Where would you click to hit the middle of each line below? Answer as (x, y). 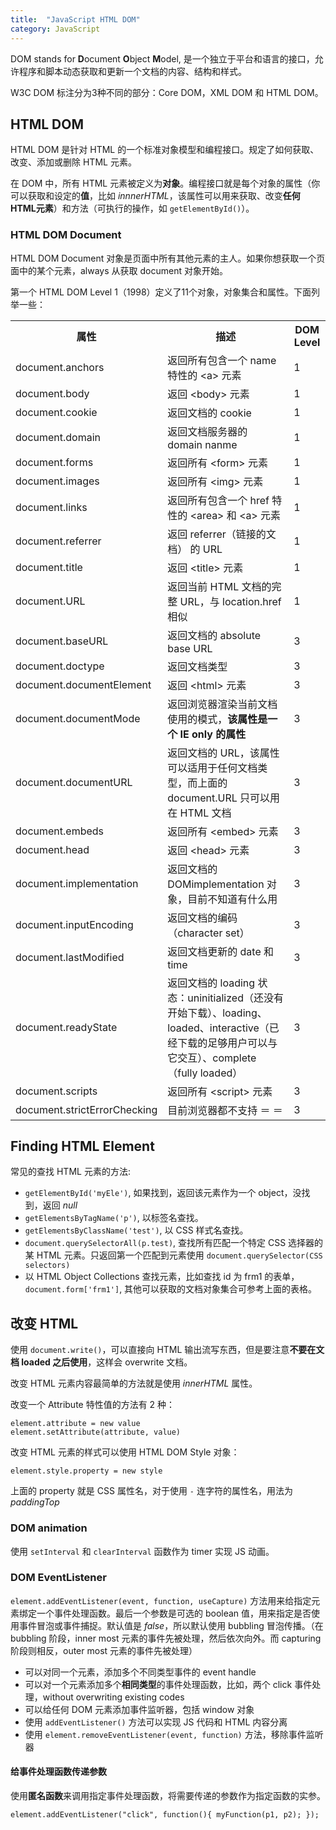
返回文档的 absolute (214, 635)
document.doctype (60, 666)
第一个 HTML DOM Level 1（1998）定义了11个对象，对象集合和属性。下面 (161, 292)
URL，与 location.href (230, 601)
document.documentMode (78, 718)
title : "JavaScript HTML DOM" (75, 19)
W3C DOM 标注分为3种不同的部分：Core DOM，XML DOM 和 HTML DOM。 (167, 92)
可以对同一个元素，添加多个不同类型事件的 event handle (140, 1672)
